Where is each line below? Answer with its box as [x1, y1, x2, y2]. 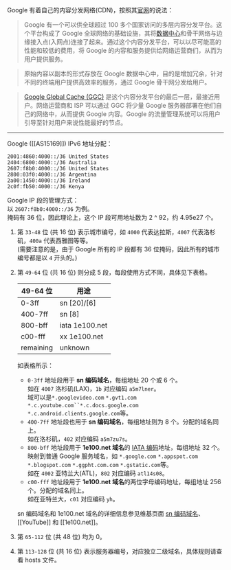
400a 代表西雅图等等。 [29, 236, 92, 244]
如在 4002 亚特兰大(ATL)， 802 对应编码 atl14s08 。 [27, 469, 168, 477]
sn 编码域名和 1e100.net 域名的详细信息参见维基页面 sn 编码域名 [16, 510, 199, 517]
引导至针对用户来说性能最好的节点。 [23, 119, 127, 126]
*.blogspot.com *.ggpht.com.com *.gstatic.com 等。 [27, 461, 173, 468]
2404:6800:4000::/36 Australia [7, 159, 97, 166]
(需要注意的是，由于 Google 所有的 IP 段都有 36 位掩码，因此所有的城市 [16, 245, 220, 253]
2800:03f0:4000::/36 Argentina [7, 171, 97, 178]
